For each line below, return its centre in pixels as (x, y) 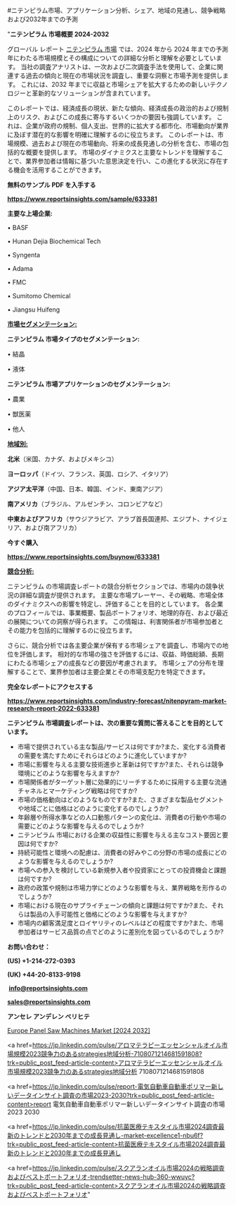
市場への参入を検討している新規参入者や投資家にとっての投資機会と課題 (122, 870)
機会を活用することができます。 (59, 170)
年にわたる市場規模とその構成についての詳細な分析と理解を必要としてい (112, 58)
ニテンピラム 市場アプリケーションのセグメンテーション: (89, 384)
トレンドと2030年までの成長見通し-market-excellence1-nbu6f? (111, 1135)
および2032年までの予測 (43, 19)
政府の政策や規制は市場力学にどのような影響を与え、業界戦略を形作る (119, 888)
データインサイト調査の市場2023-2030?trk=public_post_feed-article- (114, 1095)
